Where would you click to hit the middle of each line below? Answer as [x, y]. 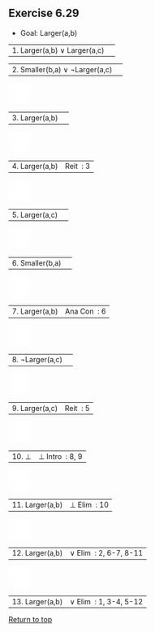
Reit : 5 [77, 408]
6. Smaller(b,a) [37, 262]
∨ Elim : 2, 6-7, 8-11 [106, 553]
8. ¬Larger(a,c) [37, 360]
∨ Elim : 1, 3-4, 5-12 [106, 601]
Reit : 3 [77, 167]
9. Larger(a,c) [35, 408]
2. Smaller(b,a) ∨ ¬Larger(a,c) [62, 69]
